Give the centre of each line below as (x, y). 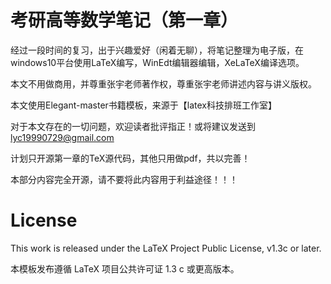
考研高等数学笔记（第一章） (124, 20)
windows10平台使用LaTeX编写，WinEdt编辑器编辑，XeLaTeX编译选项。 (157, 62)
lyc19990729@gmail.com (62, 137)
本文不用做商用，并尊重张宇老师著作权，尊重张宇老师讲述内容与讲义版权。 (163, 83)
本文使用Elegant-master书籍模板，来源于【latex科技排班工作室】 (144, 105)
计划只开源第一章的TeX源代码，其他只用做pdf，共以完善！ (130, 158)
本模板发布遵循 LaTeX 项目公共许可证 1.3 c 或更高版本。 (125, 268)
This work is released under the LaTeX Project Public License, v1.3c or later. (166, 248)
